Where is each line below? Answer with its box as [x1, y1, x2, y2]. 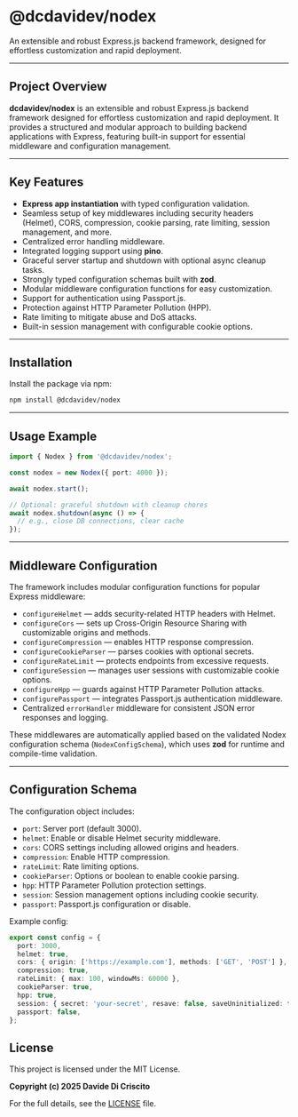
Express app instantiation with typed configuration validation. [21, 198, 250, 209]
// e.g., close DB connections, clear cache [17, 517, 184, 526]
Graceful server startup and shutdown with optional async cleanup [21, 255, 266, 266]
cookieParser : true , [17, 983, 93, 992]
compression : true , [17, 966, 90, 975]
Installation [9, 355, 73, 370]
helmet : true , [17, 949, 69, 959]
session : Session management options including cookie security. [21, 889, 259, 899]
